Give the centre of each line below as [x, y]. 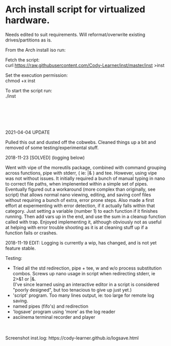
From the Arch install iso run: [35, 50]
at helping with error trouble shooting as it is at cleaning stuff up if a [77, 227]
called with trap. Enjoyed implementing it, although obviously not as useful [83, 222]
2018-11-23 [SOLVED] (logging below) [45, 157]
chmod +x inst [20, 80]
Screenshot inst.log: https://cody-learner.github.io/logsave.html [72, 338]
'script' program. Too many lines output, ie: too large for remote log [83, 295]
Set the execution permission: [36, 75]
